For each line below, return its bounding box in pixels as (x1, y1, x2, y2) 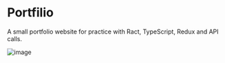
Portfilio (7, 5, 54, 21)
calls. (7, 34, 23, 42)
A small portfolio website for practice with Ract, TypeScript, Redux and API (7, 27, 219, 36)
